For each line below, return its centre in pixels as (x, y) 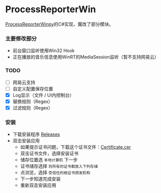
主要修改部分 (21, 38)
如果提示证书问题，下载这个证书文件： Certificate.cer (76, 147)
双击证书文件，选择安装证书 (49, 153)
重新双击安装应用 (38, 185)
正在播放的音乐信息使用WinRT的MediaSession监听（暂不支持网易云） (86, 57)
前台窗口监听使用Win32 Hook (44, 51)
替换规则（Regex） (33, 101)
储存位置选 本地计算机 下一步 (49, 160)
